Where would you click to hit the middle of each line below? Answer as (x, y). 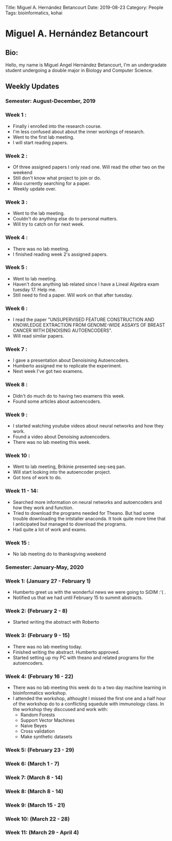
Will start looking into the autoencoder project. (62, 472)
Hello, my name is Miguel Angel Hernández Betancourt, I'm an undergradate (86, 65)
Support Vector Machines (47, 720)
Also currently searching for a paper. (52, 183)
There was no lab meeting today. (47, 646)
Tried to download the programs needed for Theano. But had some (84, 513)
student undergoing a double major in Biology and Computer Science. (79, 70)
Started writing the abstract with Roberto (56, 622)
